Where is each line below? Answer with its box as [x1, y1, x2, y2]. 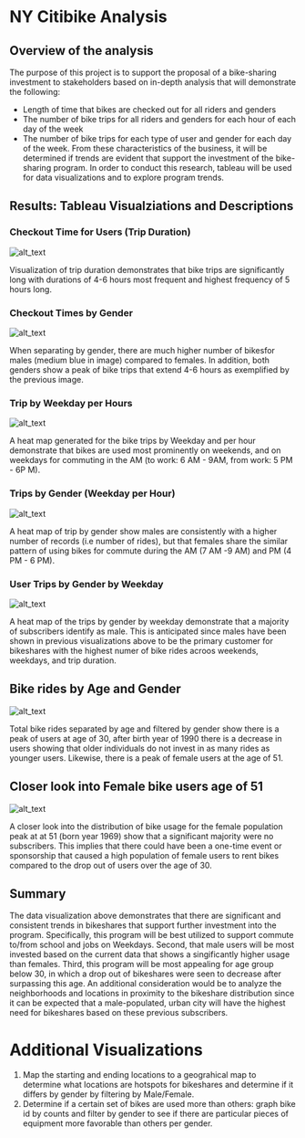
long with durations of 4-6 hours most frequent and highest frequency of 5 [9, 274, 290, 285]
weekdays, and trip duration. [9, 655, 117, 666]
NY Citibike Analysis [9, 6, 168, 27]
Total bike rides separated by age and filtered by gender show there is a [9, 723, 280, 734]
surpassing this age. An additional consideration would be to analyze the [9, 978, 282, 989]
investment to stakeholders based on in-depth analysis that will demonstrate [9, 77, 297, 88]
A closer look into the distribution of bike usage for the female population [9, 820, 284, 832]
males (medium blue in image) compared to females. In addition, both [9, 354, 270, 365]
